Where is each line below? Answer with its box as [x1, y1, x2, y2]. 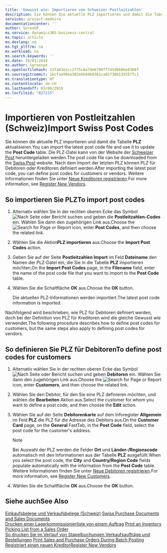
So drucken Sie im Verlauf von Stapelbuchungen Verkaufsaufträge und [5, 531, 150, 537]
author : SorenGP [5, 26, 39, 31]
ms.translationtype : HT [5, 77, 55, 81]
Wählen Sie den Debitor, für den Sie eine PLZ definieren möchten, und [12, 391, 156, 397]
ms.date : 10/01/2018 [5, 58, 48, 63]
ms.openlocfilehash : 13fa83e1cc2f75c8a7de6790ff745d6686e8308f [5, 68, 139, 73]
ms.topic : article [5, 35, 43, 40]
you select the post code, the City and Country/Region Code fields [12, 457, 151, 463]
